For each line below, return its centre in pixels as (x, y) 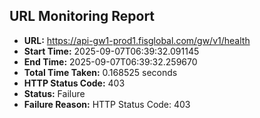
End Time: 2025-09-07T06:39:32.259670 (110, 61)
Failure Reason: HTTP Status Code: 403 (107, 104)
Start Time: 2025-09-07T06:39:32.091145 (111, 51)
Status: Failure (54, 93)
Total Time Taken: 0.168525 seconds (100, 72)
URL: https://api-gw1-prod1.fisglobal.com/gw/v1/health (137, 40)
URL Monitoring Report (82, 16)
